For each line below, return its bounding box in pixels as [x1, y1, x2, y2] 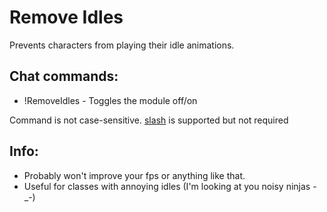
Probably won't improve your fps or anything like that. [23, 169, 246, 181]
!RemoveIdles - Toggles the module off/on [23, 94, 198, 106]
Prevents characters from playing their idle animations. [9, 39, 235, 51]
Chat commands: [9, 68, 119, 85]
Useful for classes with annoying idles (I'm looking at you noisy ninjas [23, 180, 311, 192]
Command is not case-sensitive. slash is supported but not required [9, 114, 289, 126]
